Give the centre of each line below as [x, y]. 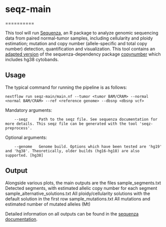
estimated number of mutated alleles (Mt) [48, 204]
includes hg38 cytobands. [32, 59]
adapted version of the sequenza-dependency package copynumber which [83, 54]
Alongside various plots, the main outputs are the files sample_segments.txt [83, 183]
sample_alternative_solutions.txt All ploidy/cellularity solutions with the [78, 193]
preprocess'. [19, 128]
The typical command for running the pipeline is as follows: [66, 87]
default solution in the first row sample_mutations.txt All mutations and [78, 198]
